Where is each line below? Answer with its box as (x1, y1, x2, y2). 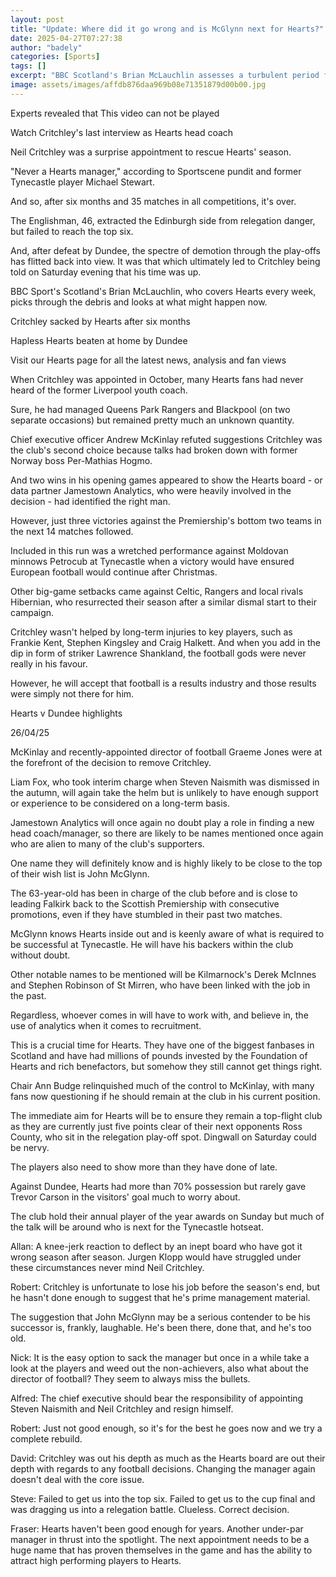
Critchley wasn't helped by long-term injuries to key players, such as (10, 626, 293, 638)
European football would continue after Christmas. (10, 566, 218, 578)
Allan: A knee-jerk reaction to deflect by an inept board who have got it (10, 1240, 303, 1252)
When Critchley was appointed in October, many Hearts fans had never (10, 373, 304, 385)
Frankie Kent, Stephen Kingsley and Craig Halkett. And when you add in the (10, 636, 321, 648)
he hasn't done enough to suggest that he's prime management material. (10, 1291, 311, 1303)
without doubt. (10, 949, 71, 961)
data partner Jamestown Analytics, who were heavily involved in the (10, 484, 292, 496)
